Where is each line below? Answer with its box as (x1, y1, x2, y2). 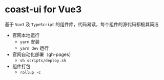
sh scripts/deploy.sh (19, 58, 66, 63)
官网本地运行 (12, 32, 39, 38)
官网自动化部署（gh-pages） (12, 51, 74, 57)
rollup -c (19, 70, 42, 75)
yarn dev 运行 (19, 45, 49, 51)
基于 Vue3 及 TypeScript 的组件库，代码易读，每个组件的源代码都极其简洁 (5, 21, 159, 27)
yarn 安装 (19, 38, 40, 45)
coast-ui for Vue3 (5, 4, 82, 15)
